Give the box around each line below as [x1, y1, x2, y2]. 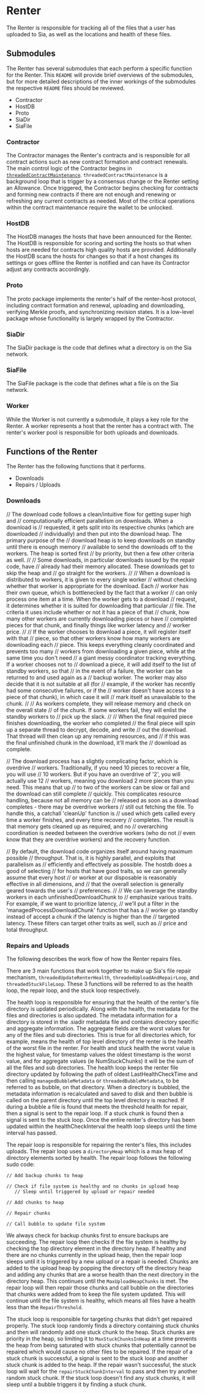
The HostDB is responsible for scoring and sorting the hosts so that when [6, 240, 192, 247]
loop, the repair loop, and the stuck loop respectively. [6, 987, 141, 994]
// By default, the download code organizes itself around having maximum [6, 847, 193, 855]
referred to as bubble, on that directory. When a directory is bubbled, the [6, 1083, 190, 1091]
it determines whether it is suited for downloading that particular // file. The [6, 601, 196, 609]
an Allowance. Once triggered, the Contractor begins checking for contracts [6, 184, 198, 192]
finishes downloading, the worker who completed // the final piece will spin [6, 719, 196, 727]
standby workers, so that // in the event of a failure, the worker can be [6, 667, 183, 675]
